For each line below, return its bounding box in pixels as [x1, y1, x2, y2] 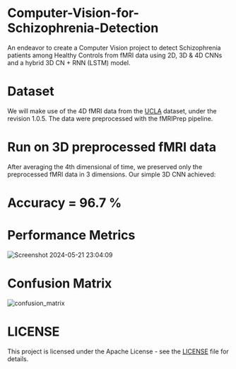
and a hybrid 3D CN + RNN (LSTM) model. [7, 58, 131, 67]
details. [7, 354, 29, 363]
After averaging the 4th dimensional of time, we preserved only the [7, 162, 203, 171]
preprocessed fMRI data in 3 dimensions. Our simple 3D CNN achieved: [7, 170, 216, 178]
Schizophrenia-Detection [7, 20, 159, 36]
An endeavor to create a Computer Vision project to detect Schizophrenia [7, 43, 221, 52]
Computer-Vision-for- [7, 5, 140, 21]
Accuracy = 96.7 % [7, 195, 122, 210]
